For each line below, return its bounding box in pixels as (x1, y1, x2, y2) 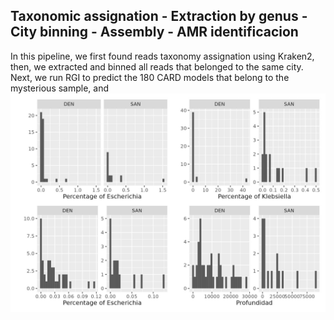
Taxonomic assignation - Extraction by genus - (10, 8, 308, 25)
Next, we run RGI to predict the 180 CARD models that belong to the (10, 71, 290, 83)
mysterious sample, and (10, 82, 110, 94)
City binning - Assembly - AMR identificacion (10, 24, 299, 41)
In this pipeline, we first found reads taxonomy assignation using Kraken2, (10, 50, 315, 62)
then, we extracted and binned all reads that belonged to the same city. (10, 60, 304, 73)
